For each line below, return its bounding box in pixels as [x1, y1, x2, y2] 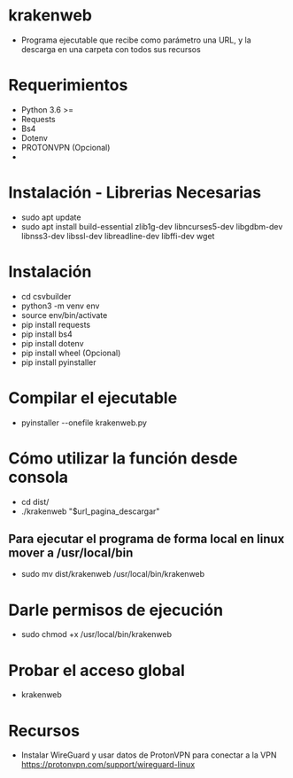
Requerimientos [8, 75, 128, 96]
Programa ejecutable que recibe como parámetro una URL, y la [20, 35, 251, 45]
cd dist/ [20, 496, 50, 507]
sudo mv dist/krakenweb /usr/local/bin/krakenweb [20, 569, 205, 580]
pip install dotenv [20, 338, 85, 348]
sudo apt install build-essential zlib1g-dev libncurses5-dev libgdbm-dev [20, 221, 283, 231]
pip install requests [20, 319, 90, 330]
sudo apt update [20, 212, 81, 222]
